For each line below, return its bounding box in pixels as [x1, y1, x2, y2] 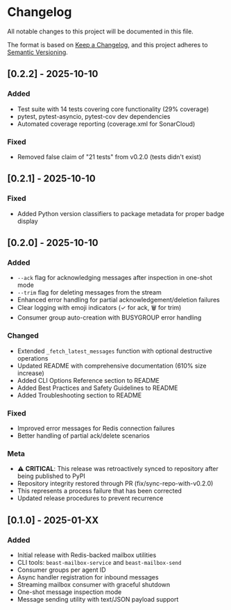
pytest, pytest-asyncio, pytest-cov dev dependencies [17, 112, 171, 120]
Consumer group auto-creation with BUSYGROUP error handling [17, 313, 202, 322]
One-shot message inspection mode [17, 588, 122, 596]
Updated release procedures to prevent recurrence [17, 494, 164, 502]
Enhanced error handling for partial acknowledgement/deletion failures [17, 296, 220, 304]
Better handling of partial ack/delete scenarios [17, 431, 151, 440]
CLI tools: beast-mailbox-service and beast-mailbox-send [17, 558, 182, 566]
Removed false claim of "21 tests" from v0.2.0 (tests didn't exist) [17, 152, 201, 160]
